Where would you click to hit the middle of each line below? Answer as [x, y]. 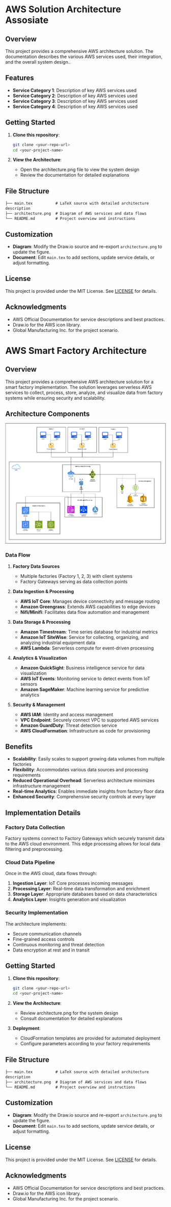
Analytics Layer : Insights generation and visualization [69, 900]
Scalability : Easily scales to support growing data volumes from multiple [89, 759]
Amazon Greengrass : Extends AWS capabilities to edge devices [88, 606]
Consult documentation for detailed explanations [71, 1019]
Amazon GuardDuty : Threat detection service [68, 725]
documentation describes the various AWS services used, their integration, [84, 57]
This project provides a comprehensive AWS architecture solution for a [79, 382]
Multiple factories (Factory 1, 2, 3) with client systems [76, 576]
